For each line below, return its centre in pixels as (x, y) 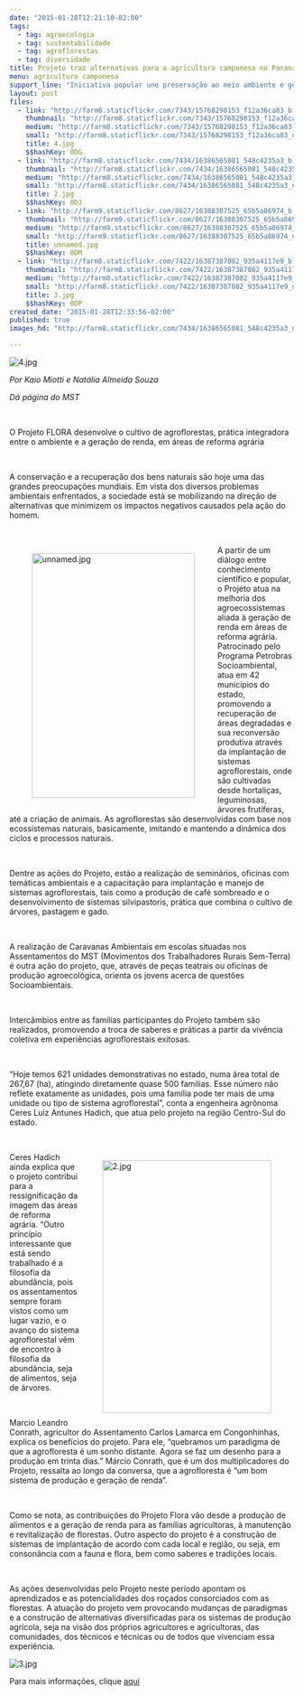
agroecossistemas (252, 608)
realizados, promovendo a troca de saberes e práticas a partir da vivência (147, 1030)
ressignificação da (44, 1195)
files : (22, 102)
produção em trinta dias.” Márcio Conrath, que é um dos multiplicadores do (150, 1461)
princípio (26, 1234)
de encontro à (35, 1349)
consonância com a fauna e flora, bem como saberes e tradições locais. (143, 1554)
